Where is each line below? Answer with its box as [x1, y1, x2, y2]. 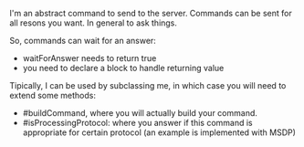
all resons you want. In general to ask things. [9, 17, 178, 28]
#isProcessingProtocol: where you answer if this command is [22, 118, 253, 128]
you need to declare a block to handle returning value [22, 63, 225, 73]
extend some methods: [9, 90, 96, 100]
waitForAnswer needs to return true [22, 53, 157, 63]
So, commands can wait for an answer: [9, 36, 157, 46]
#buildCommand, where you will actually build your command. [22, 108, 258, 118]
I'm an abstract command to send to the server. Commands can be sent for [9, 8, 292, 18]
